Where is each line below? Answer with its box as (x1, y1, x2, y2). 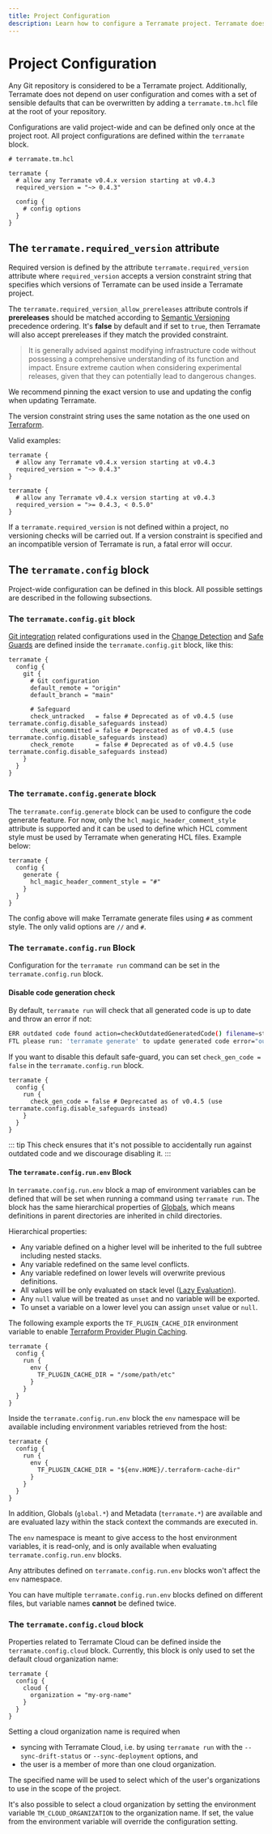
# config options (23, 205, 82, 213)
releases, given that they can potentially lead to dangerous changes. (28, 372, 257, 381)
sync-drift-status (19, 1752, 83, 1761)
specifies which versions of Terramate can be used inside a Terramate (8, 280, 244, 290)
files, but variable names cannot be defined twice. (8, 1598, 176, 1608)
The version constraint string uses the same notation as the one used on (8, 411, 250, 421)
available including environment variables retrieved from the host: (8, 1422, 227, 1432)
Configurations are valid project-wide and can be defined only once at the (8, 122, 256, 132)
